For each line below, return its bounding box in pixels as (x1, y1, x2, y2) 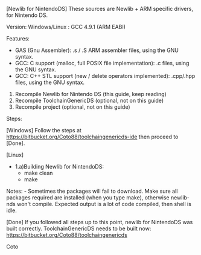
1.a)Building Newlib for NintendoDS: (14, 163, 104, 170)
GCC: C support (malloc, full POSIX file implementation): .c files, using (14, 60, 190, 66)
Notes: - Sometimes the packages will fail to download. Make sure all (6, 187, 178, 195)
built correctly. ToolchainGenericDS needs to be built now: (6, 225, 152, 232)
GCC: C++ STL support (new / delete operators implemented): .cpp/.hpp (14, 73, 196, 79)
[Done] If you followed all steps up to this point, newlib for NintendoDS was (6, 219, 193, 225)
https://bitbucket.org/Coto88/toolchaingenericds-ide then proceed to (6, 133, 179, 140)
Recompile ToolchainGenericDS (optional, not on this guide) (14, 97, 164, 104)
